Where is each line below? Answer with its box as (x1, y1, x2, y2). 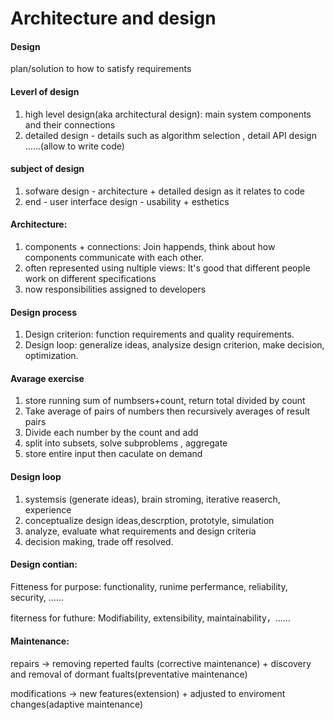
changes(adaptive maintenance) (10, 698, 144, 711)
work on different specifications (24, 273, 157, 284)
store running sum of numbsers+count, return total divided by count (24, 395, 306, 407)
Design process (10, 306, 77, 318)
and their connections (24, 118, 116, 131)
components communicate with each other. (24, 252, 205, 263)
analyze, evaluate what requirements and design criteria (24, 525, 257, 537)
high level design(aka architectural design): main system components (24, 108, 312, 120)
